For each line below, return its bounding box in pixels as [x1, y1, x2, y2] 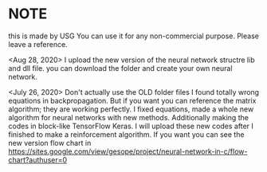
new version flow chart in [8, 138, 92, 147]
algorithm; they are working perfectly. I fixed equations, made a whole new [8, 104, 254, 114]
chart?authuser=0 [8, 154, 68, 164]
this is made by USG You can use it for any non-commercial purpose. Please [8, 31, 259, 41]
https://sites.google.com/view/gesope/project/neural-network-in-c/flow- [8, 147, 248, 156]
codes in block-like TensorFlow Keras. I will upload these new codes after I [8, 121, 253, 131]
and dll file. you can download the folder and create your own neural [8, 63, 233, 72]
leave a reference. [8, 39, 68, 49]
